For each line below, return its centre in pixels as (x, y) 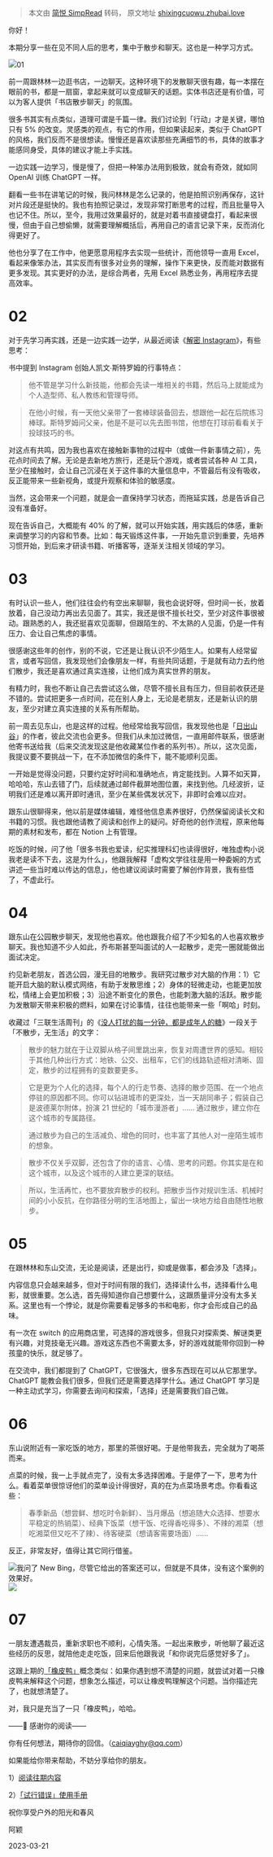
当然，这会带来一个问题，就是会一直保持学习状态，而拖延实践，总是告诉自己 (136, 498)
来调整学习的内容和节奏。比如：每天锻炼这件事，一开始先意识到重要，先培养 (136, 535)
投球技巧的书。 (53, 432)
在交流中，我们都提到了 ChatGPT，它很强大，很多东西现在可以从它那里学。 (135, 1370)
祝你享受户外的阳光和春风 (51, 1812)
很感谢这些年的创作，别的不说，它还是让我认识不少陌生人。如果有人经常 (129, 650)
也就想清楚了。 (48, 1691)
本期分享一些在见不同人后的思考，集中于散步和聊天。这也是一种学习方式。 (133, 47)
